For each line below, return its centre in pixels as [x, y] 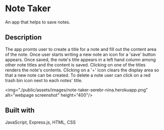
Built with [20, 110]
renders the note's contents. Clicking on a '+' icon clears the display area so [82, 70]
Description [23, 37]
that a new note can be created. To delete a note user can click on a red [78, 75]
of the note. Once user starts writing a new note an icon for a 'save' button [81, 54]
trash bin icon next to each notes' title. [44, 80]
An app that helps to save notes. [38, 22]
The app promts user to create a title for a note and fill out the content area [81, 49]
